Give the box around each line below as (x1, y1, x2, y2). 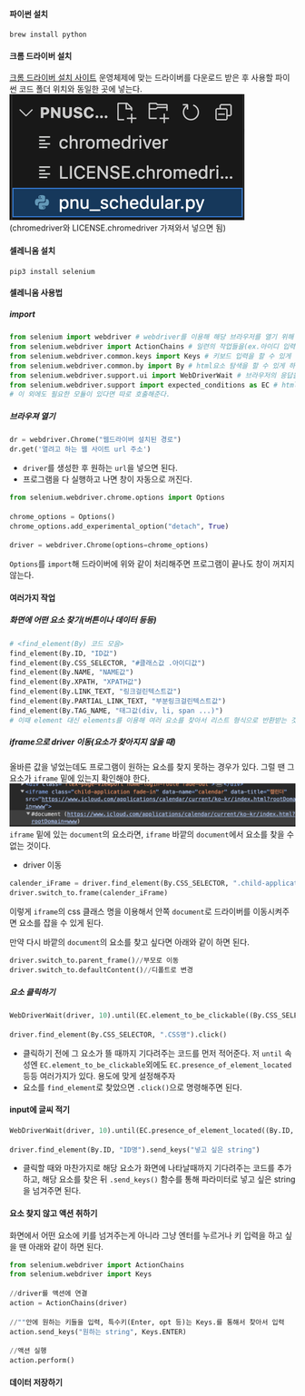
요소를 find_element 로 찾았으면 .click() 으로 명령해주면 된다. (22, 1081, 242, 1093)
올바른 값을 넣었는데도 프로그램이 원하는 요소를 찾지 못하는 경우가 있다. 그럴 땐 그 (9, 761, 295, 772)
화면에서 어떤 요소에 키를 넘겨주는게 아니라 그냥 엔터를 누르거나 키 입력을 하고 (9, 1230, 283, 1241)
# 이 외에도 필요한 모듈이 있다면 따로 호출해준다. (9, 390, 171, 399)
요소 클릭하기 (9, 986, 56, 998)
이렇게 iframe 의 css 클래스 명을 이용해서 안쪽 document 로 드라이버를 (9, 906, 251, 917)
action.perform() (9, 1356, 75, 1365)
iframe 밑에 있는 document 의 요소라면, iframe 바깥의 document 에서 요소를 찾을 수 (9, 829, 295, 840)
